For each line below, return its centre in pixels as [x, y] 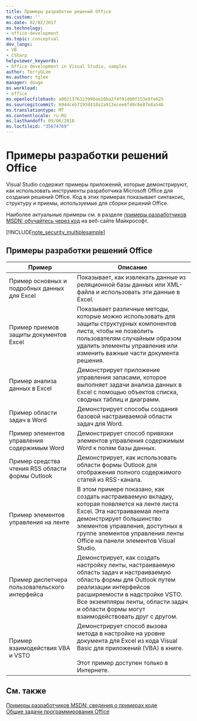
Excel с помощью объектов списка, [128, 392]
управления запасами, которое [122, 377]
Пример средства [35, 461]
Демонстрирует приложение [118, 370]
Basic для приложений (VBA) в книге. [130, 648]
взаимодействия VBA [40, 648]
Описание [133, 267]
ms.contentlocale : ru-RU [36, 115]
